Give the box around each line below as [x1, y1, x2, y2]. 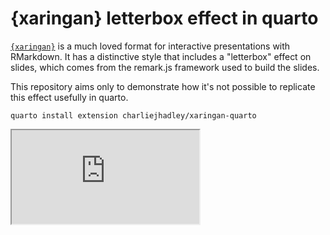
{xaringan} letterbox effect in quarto [10, 7, 319, 30]
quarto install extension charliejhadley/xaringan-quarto [10, 110, 257, 121]
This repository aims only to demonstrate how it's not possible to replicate [10, 80, 316, 92]
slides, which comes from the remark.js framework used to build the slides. [10, 61, 320, 73]
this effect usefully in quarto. [10, 91, 129, 103]
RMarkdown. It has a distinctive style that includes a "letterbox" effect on [10, 50, 312, 62]
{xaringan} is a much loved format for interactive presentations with [10, 40, 291, 52]
